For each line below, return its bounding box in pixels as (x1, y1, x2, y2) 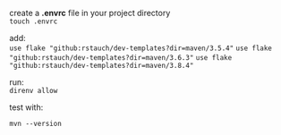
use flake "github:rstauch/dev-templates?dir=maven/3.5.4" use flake (9, 44, 273, 53)
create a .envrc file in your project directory (9, 8, 171, 18)
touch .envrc (9, 17, 58, 26)
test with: (9, 102, 44, 113)
